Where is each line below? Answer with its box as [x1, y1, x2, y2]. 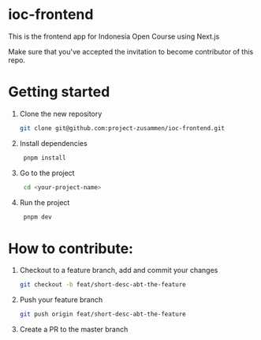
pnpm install [23, 154, 66, 162]
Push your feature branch [19, 295, 103, 305]
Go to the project [19, 168, 75, 177]
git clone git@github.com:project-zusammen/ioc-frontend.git [19, 124, 226, 132]
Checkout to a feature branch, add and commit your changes [19, 266, 218, 275]
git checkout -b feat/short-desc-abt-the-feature [19, 281, 187, 289]
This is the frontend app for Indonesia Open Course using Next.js [8, 32, 220, 41]
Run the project [19, 197, 70, 207]
